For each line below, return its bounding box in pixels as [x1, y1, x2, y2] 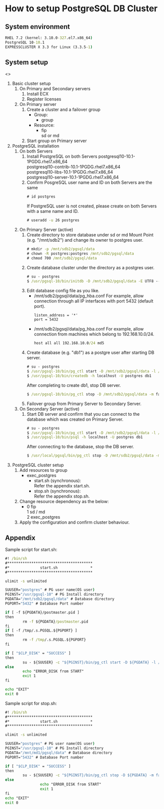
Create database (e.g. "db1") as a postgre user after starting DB [26, 350, 155, 355]
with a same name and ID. [26, 208, 79, 214]
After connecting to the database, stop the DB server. [26, 444, 134, 450]
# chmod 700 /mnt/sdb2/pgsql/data [26, 255, 97, 260]
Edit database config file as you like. [26, 287, 100, 293]
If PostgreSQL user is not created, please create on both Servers [26, 203, 157, 209]
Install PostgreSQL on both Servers [26, 153, 98, 159]
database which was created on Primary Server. [26, 416, 123, 422]
